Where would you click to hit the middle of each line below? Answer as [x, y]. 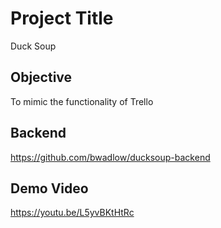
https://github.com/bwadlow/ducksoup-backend [110, 157]
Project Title [62, 18]
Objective [41, 77]
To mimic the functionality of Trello [82, 101]
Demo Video [49, 188]
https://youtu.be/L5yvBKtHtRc [72, 213]
